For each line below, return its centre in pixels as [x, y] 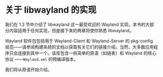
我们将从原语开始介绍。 [28, 69]
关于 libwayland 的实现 [51, 10]
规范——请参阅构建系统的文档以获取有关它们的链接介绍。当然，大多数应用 [79, 47]
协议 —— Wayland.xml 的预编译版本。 [42, 59]
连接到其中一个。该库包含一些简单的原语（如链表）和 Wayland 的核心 [87, 53]
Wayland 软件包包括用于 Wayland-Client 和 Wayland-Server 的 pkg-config [79, 41]
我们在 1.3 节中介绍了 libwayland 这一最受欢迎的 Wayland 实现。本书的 [75, 24]
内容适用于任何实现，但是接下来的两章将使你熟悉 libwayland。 [72, 30]
